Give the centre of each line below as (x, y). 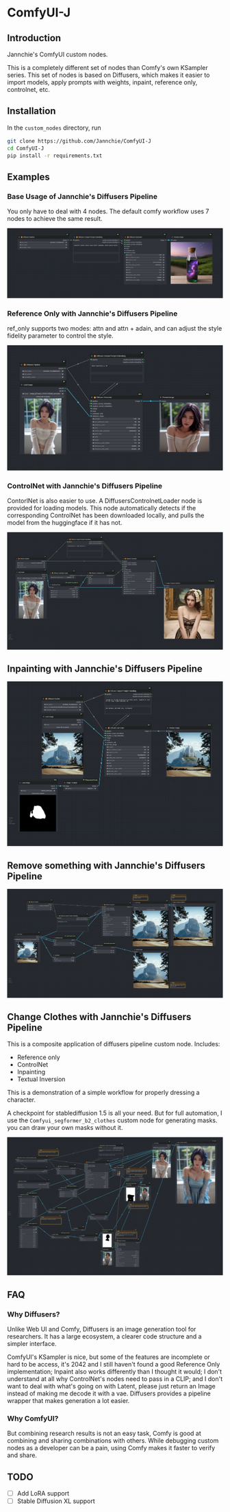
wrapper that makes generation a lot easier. (68, 1400)
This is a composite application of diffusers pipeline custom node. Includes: (114, 1044)
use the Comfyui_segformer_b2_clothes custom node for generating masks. (112, 1120)
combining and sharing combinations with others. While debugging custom (113, 1441)
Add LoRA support (43, 1493)
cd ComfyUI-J (26, 148)
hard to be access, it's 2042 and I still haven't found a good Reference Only (114, 1364)
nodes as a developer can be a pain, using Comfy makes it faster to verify (111, 1448)
